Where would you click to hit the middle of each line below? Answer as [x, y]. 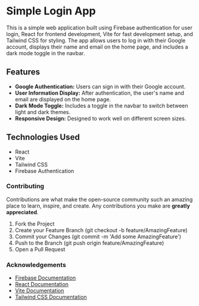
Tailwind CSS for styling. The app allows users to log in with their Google [96, 40]
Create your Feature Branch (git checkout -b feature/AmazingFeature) [101, 230]
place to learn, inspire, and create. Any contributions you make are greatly [98, 206]
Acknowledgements [36, 265]
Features [23, 72]
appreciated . [22, 212]
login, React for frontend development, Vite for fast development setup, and [100, 34]
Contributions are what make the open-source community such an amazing [99, 199]
